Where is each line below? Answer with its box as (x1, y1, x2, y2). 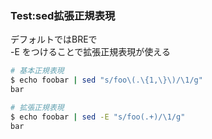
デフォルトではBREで (10, 33, 98, 46)
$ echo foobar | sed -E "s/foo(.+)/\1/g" (10, 112, 186, 122)
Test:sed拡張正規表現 (10, 8, 116, 22)
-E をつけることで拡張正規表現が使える (10, 46, 171, 58)
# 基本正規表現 (10, 66, 65, 76)
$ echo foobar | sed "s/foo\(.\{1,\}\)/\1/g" (10, 75, 203, 86)
